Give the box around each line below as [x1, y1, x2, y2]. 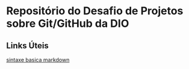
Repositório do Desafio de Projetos [6, 4, 184, 18]
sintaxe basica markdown [6, 57, 70, 63]
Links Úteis [6, 40, 49, 51]
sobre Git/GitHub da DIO [6, 17, 129, 30]
